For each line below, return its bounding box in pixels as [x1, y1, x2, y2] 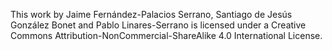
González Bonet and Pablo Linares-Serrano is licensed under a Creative [10, 19, 307, 31]
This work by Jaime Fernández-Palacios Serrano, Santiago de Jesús [10, 9, 293, 20]
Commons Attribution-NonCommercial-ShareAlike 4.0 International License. [10, 30, 323, 41]
